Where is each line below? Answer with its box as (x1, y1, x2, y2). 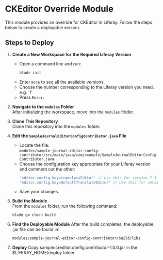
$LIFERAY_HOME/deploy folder (12, 250, 75, 256)
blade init (19, 70, 42, 75)
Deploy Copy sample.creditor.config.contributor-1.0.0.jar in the (12, 245, 138, 250)
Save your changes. (19, 189, 59, 195)
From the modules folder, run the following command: (12, 203, 118, 209)
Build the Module (12, 198, 48, 204)
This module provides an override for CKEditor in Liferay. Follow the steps (5, 19, 152, 25)
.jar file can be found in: (12, 227, 60, 232)
